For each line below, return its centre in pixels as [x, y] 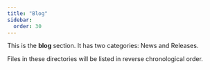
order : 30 [27, 26]
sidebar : [20, 20]
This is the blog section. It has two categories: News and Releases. [103, 46]
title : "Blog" [28, 13]
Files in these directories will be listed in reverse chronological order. [105, 59]
